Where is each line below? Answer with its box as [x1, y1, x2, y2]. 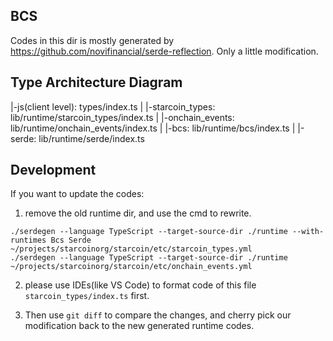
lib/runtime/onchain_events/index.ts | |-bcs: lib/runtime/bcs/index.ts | [10, 122, 296, 134]
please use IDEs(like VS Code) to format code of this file [24, 279, 257, 291]
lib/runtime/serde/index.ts [38, 132, 145, 144]
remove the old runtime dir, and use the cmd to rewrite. [24, 207, 252, 219]
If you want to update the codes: [10, 188, 145, 200]
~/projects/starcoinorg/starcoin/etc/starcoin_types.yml [10, 244, 253, 254]
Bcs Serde [50, 235, 92, 246]
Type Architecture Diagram [10, 74, 183, 91]
